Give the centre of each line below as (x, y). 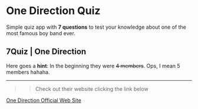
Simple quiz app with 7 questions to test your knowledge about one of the (96, 27)
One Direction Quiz (53, 11)
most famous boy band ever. (41, 33)
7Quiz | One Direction (46, 52)
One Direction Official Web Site (44, 100)
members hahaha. (28, 72)
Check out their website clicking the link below (92, 88)
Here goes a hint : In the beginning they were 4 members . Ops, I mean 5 (93, 66)
